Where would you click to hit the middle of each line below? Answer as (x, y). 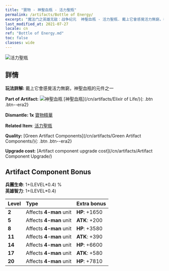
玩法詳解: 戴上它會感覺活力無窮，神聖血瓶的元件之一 (60, 88)
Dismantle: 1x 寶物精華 (29, 115)
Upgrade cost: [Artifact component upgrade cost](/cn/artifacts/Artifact (79, 151)
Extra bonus (91, 204)
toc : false (17, 38)
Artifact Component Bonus (48, 172)
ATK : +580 (90, 253)
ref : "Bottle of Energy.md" (35, 33)
